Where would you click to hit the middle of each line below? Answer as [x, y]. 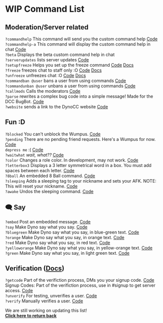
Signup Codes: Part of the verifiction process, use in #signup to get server [80, 285]
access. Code [19, 291]
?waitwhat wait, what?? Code [34, 155]
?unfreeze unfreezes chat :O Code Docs [45, 75]
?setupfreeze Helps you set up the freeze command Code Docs [69, 65]
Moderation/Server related [47, 27]
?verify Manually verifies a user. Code [44, 301]
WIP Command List [45, 9]
